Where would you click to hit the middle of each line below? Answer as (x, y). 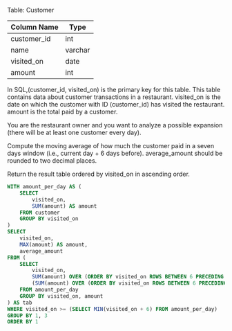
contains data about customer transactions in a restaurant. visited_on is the (114, 97)
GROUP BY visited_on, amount (61, 296)
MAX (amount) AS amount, (54, 244)
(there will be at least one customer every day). (74, 132)
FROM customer (40, 213)
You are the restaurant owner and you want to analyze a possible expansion (115, 125)
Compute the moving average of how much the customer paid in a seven (111, 146)
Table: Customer (31, 10)
